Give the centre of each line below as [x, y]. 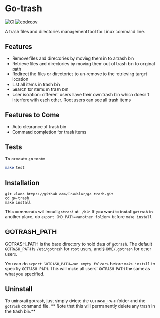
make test [15, 168]
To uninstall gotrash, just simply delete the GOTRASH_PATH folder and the [75, 301]
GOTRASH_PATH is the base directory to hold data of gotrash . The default [79, 244]
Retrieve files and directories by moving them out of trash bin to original [83, 63]
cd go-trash [17, 198]
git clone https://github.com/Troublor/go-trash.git [59, 194]
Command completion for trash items [49, 132]
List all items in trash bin [36, 84]
